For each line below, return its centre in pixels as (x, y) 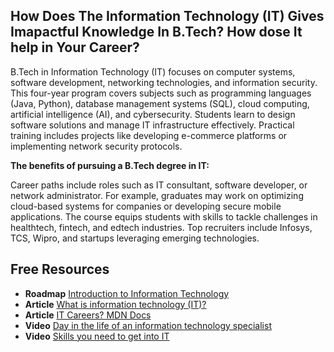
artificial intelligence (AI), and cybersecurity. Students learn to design (153, 114)
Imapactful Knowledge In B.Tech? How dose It (156, 32)
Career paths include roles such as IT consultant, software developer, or (159, 185)
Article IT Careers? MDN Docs (88, 315)
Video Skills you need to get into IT (97, 336)
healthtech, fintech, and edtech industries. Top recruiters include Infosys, (161, 227)
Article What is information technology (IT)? (115, 304)
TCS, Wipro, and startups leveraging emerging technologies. (135, 238)
